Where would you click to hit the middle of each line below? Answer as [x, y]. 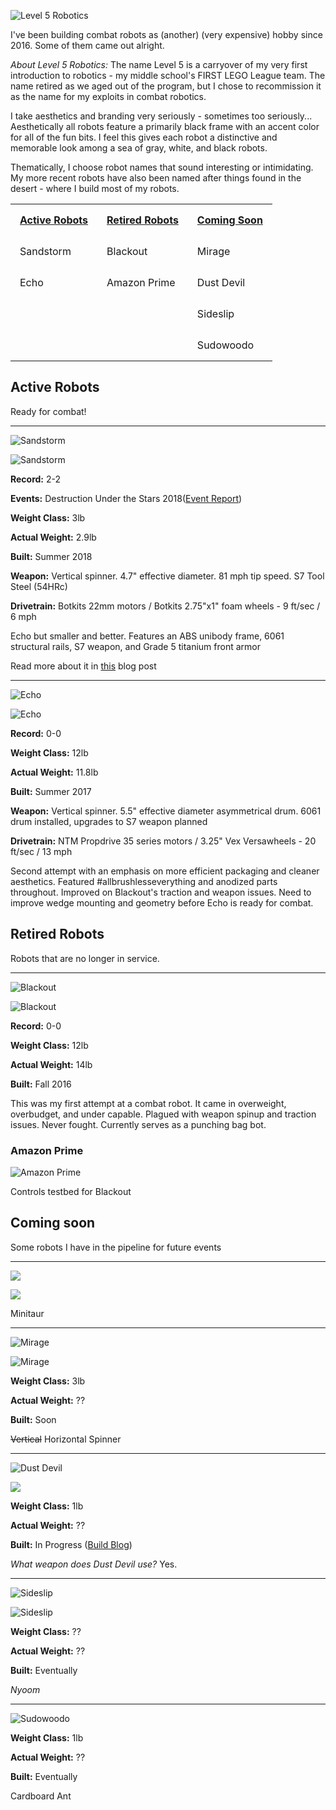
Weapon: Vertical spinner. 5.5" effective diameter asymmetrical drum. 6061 [166, 811]
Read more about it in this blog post [83, 666]
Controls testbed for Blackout [71, 1191]
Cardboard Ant [41, 1796]
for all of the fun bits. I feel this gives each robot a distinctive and [144, 137]
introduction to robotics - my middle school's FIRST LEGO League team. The [168, 75]
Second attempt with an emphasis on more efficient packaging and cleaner [165, 871]
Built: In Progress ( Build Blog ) [71, 1544]
